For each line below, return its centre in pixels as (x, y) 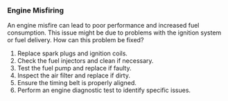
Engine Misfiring (36, 10)
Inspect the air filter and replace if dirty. (73, 75)
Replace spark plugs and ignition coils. (72, 53)
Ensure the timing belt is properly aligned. (77, 83)
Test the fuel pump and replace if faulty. (74, 68)
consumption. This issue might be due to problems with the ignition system (114, 33)
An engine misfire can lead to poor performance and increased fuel (103, 26)
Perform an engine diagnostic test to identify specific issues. (104, 90)
